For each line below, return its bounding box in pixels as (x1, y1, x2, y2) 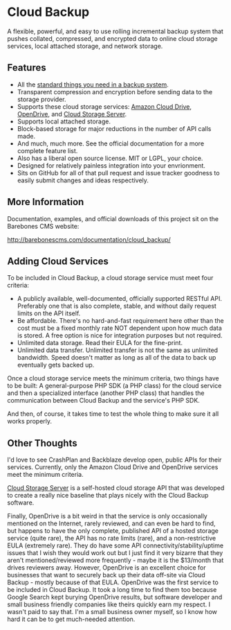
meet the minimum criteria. (7, 471, 84, 479)
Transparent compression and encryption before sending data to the (17, 87, 213, 96)
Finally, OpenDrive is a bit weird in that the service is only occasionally (7, 512, 207, 520)
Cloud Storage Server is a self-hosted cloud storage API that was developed (7, 484, 225, 492)
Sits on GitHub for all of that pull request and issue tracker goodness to (17, 168, 220, 177)
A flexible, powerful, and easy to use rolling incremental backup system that (7, 27, 223, 35)
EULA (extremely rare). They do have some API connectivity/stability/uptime (7, 541, 223, 550)
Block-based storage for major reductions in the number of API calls (17, 124, 212, 132)
